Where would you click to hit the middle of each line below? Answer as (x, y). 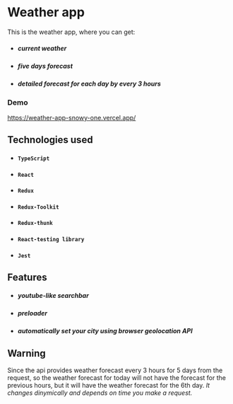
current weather (42, 48)
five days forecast (45, 66)
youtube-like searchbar (53, 295)
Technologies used (50, 140)
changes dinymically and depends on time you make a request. (100, 393)
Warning (26, 353)
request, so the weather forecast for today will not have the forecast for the (116, 378)
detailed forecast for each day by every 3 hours (89, 84)
